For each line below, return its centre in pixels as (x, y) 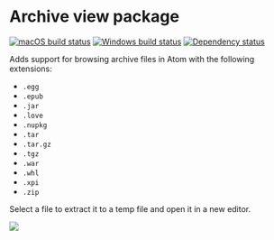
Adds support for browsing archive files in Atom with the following (132, 59)
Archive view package (95, 17)
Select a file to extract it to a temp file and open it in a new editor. (130, 208)
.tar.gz (37, 144)
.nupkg (35, 125)
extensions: (31, 69)
